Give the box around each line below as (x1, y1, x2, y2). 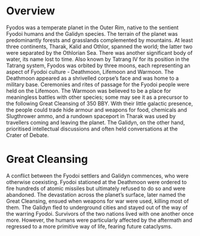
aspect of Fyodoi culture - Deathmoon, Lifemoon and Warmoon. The (6, 68, 174, 75)
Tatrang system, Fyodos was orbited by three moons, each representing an (6, 61, 190, 69)
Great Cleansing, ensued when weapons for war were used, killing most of (6, 197, 189, 204)
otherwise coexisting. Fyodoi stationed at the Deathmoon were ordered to (6, 178, 187, 185)
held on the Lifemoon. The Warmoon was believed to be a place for (6, 87, 171, 94)
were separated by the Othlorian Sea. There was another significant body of (6, 49, 193, 56)
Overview (6, 4, 55, 18)
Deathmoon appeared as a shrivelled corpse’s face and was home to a (6, 74, 179, 82)
